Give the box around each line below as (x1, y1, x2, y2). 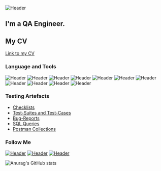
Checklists (12, 104, 35, 110)
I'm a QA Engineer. (5, 19, 65, 28)
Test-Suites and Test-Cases (12, 109, 71, 116)
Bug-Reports (12, 115, 40, 121)
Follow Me (5, 138, 31, 146)
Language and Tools (5, 63, 57, 70)
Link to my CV (5, 50, 35, 56)
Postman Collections (12, 126, 56, 132)
